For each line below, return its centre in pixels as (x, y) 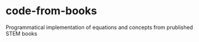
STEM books (21, 33)
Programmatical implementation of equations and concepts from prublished (99, 27)
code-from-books (51, 11)
